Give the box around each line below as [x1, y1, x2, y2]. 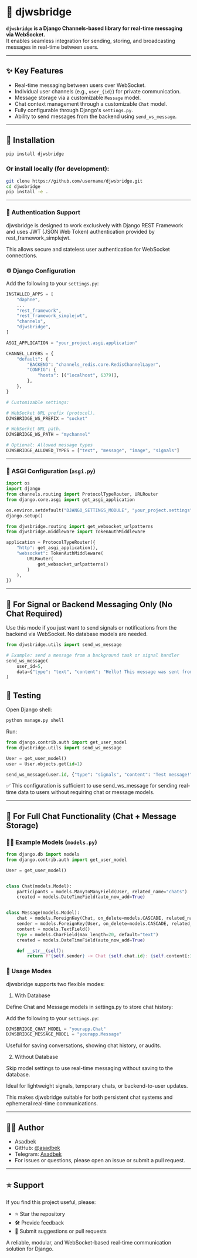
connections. [6, 252, 38, 259]
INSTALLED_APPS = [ [6, 291, 54, 297]
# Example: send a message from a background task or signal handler [6, 652, 180, 658]
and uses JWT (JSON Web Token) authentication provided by [6, 228, 155, 235]
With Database [14, 992, 51, 999]
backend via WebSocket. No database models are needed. [6, 631, 148, 638]
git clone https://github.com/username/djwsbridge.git [6, 178, 143, 184]
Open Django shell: [6, 706, 52, 713]
